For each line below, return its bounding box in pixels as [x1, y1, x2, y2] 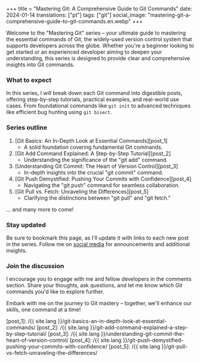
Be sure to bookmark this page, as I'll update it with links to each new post [6, 234, 189, 241]
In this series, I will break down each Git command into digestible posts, [6, 90, 183, 97]
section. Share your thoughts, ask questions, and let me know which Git [6, 282, 183, 289]
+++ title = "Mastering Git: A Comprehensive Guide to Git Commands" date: [6, 5, 193, 12]
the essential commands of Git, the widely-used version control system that [6, 36, 192, 42]
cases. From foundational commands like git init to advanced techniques [6, 102, 191, 109]
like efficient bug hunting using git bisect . [6, 109, 112, 116]
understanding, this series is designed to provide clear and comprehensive [6, 55, 190, 62]
